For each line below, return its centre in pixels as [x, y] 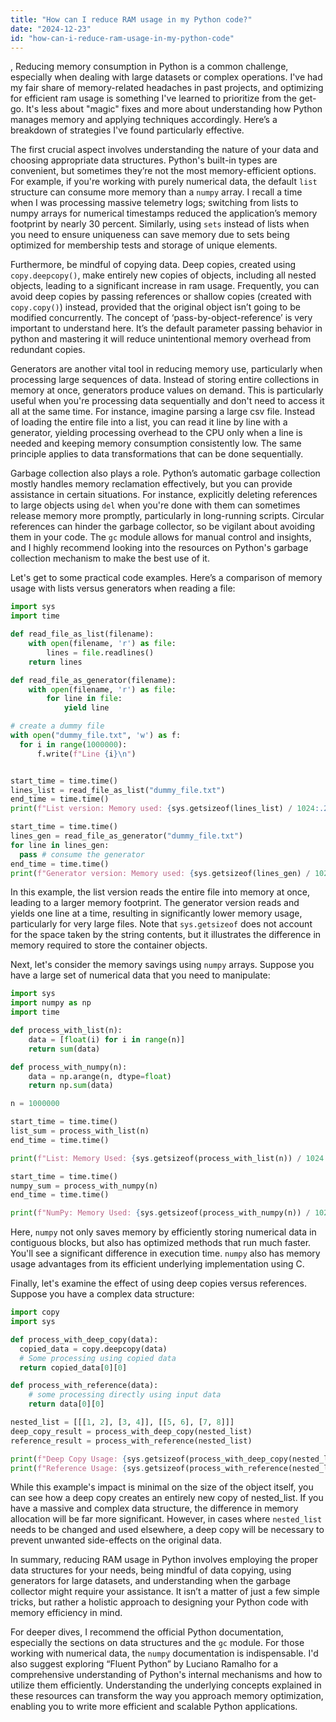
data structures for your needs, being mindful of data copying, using [151, 1570]
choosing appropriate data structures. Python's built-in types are [144, 160]
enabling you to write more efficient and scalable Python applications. [154, 1707]
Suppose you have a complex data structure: [102, 1294]
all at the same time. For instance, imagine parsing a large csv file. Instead [163, 412]
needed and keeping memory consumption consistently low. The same [156, 443]
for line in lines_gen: [60, 845]
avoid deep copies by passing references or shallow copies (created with [161, 297]
